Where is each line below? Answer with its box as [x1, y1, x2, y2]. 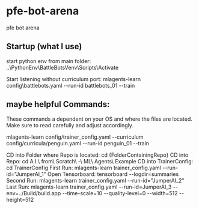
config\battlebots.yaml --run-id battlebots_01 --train [6, 82, 135, 89]
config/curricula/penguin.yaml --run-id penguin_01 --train [6, 139, 149, 147]
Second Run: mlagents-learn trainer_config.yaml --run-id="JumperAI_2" [6, 177, 185, 184]
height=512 [6, 196, 34, 203]
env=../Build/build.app [6, 189, 61, 196]
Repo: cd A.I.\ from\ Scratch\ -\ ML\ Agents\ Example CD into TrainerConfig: [6, 157, 194, 165]
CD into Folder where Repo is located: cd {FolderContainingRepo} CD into [6, 151, 189, 159]
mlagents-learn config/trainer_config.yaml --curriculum [6, 133, 144, 141]
